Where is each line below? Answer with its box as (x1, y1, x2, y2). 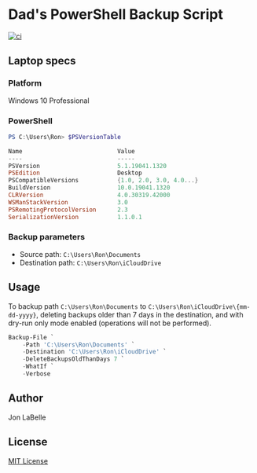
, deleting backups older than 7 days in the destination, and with (36, 310, 244, 319)
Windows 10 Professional (8, 96, 90, 105)
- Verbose (22, 370, 51, 378)
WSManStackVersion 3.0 (8, 198, 128, 206)
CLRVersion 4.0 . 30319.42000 (8, 191, 171, 200)
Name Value (8, 147, 135, 155)
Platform (8, 78, 42, 89)
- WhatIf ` (22, 363, 55, 371)
